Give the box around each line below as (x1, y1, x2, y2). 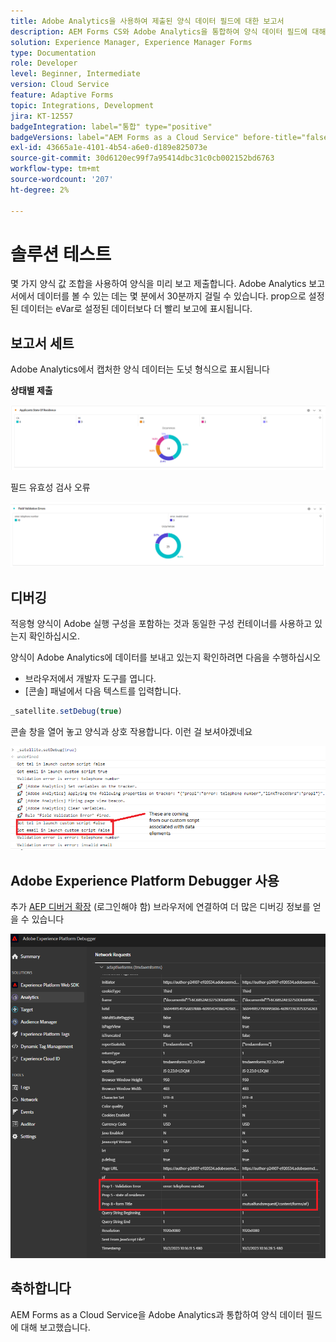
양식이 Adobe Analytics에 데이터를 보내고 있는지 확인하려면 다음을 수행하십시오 (10, 651, 322, 664)
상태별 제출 (10, 385, 53, 397)
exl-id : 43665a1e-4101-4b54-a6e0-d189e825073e (10, 143, 208, 153)
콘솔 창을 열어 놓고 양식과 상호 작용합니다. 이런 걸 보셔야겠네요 (10, 726, 253, 738)
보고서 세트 (10, 335, 75, 352)
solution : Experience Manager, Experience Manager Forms (10, 37, 253, 47)
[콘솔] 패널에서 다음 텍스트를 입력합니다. (24, 685, 182, 697)
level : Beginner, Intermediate (10, 69, 141, 79)
